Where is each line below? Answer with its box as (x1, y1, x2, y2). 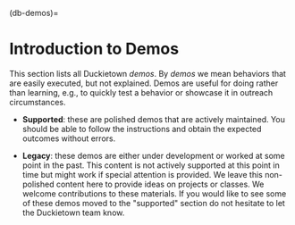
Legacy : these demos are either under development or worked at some (21, 150, 286, 161)
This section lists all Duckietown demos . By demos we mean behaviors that (9, 68, 286, 79)
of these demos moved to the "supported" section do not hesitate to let (21, 197, 286, 208)
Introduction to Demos (9, 39, 180, 59)
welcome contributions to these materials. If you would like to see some (21, 187, 287, 199)
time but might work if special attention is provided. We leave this (21, 169, 264, 179)
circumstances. (9, 96, 66, 107)
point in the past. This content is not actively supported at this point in (21, 160, 280, 171)
